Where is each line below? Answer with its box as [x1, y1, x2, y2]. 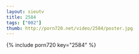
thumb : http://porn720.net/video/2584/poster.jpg [6, 25, 134, 31]
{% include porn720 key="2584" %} [6, 42, 96, 49]
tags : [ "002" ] [6, 20, 42, 26]
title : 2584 [6, 14, 36, 20]
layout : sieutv [6, 8, 45, 15]
